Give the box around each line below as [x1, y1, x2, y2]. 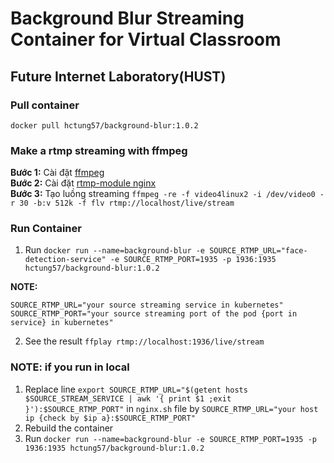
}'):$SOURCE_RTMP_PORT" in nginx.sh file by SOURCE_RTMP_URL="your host [24, 402, 319, 414]
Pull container [10, 98, 80, 112]
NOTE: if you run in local [10, 360, 130, 374]
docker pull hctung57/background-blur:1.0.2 [10, 120, 199, 131]
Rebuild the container [24, 422, 114, 434]
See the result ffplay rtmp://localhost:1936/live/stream [24, 335, 265, 347]
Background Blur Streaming [10, 7, 245, 30]
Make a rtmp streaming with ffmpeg [10, 143, 188, 157]
